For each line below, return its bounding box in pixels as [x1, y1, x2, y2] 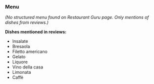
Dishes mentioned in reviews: [5, 29, 67, 35]
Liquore [12, 59, 28, 65]
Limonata [12, 69, 31, 75]
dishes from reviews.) [5, 19, 49, 25]
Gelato [12, 54, 26, 60]
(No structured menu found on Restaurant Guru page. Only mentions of [5, 15, 149, 20]
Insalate [12, 38, 28, 44]
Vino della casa [12, 64, 44, 70]
